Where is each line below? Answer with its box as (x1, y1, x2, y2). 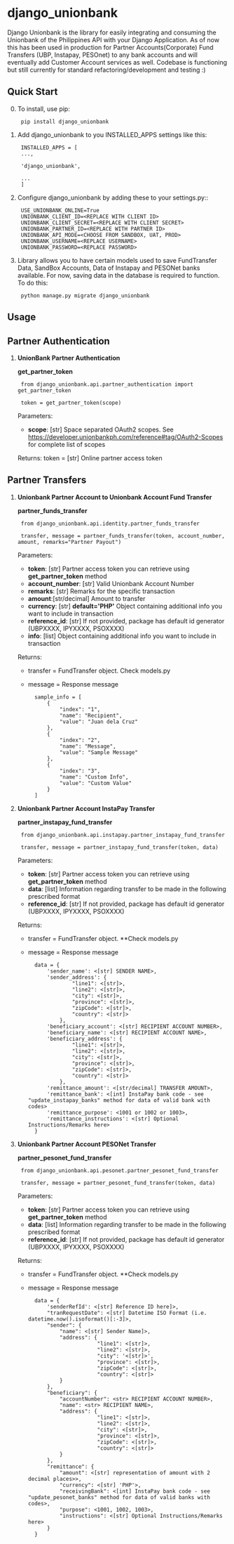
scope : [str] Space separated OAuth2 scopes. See (27, 425, 174, 434)
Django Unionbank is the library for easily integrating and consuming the (7, 28, 216, 37)
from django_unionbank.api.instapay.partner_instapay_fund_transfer (20, 831, 226, 838)
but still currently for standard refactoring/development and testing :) (7, 65, 206, 74)
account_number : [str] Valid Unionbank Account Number (27, 579, 195, 588)
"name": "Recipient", (59, 712, 123, 719)
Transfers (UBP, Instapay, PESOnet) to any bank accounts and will (7, 51, 198, 59)
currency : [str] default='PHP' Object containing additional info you (27, 602, 223, 610)
